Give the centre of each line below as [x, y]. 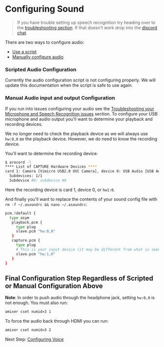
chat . [22, 33]
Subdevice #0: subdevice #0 [38, 181]
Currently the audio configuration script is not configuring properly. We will [81, 80]
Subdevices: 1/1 [26, 176]
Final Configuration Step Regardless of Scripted [79, 278]
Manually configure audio [38, 57]
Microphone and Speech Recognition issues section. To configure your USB [81, 114]
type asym [19, 218]
